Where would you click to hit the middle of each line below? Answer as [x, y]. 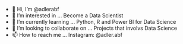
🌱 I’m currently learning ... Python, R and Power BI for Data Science [94, 22]
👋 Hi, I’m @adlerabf [35, 9]
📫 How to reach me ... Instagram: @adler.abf [67, 35]
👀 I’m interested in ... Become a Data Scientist [67, 15]
